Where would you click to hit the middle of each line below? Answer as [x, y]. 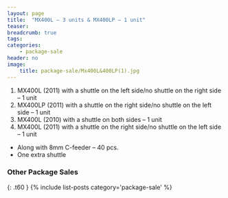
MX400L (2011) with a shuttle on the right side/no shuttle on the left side [119, 127]
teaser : [18, 26]
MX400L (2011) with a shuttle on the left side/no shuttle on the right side [119, 90]
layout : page [26, 13]
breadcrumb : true [32, 33]
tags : [15, 39]
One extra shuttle [42, 154]
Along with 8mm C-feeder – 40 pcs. [68, 147]
